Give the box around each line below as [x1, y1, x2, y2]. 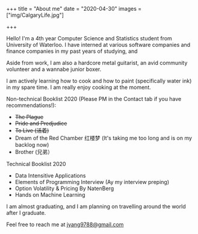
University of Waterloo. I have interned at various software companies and [6, 42, 191, 48]
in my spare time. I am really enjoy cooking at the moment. [6, 84, 152, 91]
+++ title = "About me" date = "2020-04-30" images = [6, 5, 142, 12]
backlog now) [14, 141, 49, 148]
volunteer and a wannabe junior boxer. [6, 66, 102, 73]
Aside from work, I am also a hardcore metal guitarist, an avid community [6, 60, 188, 66]
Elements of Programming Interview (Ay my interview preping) [14, 179, 170, 185]
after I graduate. [6, 209, 46, 216]
